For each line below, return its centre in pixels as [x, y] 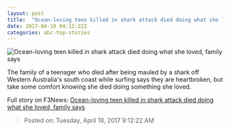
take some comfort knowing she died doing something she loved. [99, 87]
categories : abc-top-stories [49, 32]
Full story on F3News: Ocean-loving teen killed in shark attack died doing [111, 100]
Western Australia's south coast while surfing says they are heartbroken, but [115, 80]
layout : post [26, 13]
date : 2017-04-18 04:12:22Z [47, 26]
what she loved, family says [46, 107]
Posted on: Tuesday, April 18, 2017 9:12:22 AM [89, 121]
